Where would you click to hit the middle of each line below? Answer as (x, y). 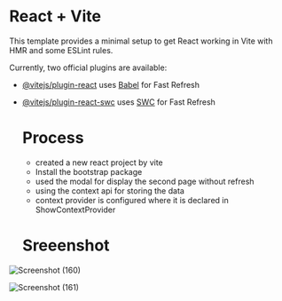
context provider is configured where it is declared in (132, 200)
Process (53, 138)
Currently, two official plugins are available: (88, 67)
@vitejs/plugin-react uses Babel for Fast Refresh (111, 84)
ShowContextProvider (75, 210)
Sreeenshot (66, 246)
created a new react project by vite (99, 162)
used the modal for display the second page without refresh (145, 181)
